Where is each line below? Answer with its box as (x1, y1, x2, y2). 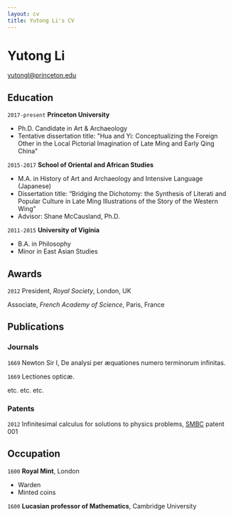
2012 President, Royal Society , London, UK (7, 287, 131, 295)
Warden (17, 480, 41, 489)
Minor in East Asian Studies (17, 247, 98, 256)
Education (7, 92, 54, 104)
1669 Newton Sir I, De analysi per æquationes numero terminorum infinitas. (7, 358, 226, 366)
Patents (7, 403, 35, 413)
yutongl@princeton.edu (7, 71, 77, 80)
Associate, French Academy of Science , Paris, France (7, 300, 165, 309)
